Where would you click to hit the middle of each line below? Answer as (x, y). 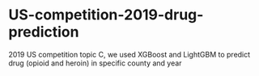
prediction (44, 32)
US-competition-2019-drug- (106, 15)
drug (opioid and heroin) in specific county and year (95, 63)
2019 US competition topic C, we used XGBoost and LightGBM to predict (129, 54)
